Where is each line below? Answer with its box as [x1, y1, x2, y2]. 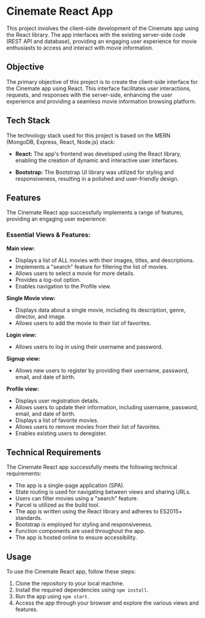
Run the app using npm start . [15, 593, 89, 600]
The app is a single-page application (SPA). [15, 482, 125, 489]
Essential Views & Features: [6, 231, 91, 239]
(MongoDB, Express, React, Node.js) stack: [6, 138, 115, 145]
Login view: [6, 331, 37, 338]
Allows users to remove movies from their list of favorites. [15, 423, 161, 430]
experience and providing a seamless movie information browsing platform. [6, 97, 197, 105]
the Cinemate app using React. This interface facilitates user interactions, [6, 85, 192, 92]
